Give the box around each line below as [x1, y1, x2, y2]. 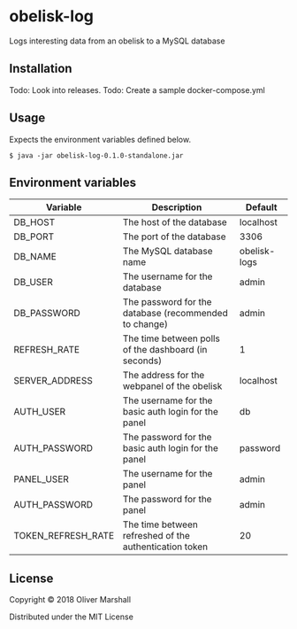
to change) [122, 318, 168, 330]
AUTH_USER [13, 406, 66, 418]
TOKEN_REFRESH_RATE [13, 530, 115, 542]
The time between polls [122, 332, 221, 345]
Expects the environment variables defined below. [9, 134, 192, 144]
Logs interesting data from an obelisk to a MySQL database [9, 35, 225, 46]
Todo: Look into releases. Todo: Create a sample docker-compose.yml [9, 84, 265, 95]
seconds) [122, 354, 162, 367]
